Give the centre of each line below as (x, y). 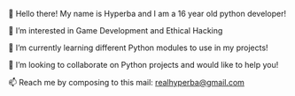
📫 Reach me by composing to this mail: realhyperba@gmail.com (127, 82)
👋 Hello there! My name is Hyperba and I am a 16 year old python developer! (147, 14)
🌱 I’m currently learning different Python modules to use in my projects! (138, 48)
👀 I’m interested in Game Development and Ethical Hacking (116, 30)
